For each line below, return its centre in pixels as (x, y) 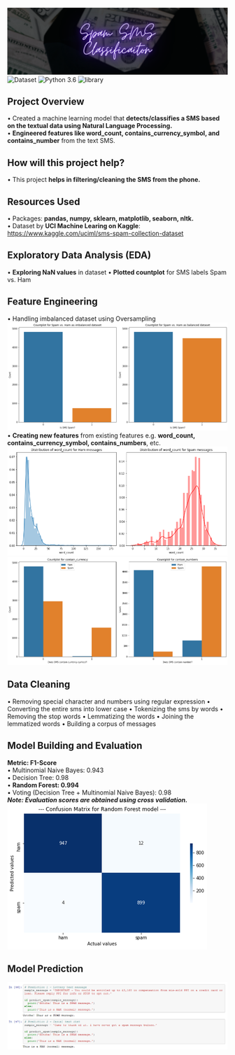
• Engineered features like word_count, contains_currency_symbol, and (114, 133)
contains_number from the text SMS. (61, 141)
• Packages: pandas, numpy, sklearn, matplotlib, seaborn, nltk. (101, 218)
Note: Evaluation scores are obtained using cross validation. (97, 799)
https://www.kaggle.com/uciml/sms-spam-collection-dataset (95, 233)
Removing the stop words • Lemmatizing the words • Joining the (101, 716)
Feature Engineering (52, 302)
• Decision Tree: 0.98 (38, 777)
